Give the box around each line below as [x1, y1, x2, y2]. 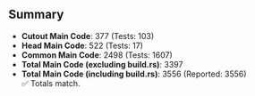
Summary [8, 7, 64, 22]
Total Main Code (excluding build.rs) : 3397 [21, 59, 183, 69]
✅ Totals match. [21, 77, 81, 88]
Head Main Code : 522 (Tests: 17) [21, 40, 144, 51]
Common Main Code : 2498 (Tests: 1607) [21, 49, 173, 60]
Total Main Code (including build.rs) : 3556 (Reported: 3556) [21, 68, 247, 79]
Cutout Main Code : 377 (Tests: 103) [21, 30, 155, 41]
